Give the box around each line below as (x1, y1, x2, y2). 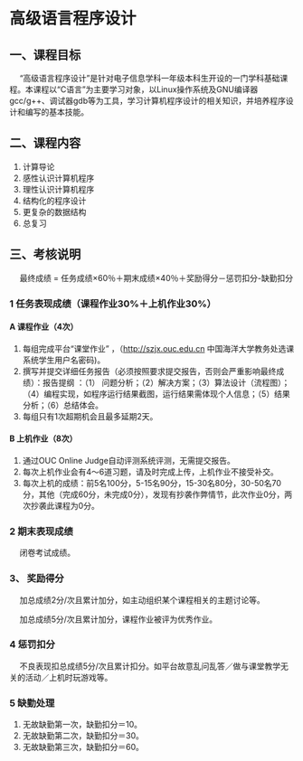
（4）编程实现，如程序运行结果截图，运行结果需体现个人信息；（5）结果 (22, 388, 291, 399)
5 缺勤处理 (9, 697, 55, 709)
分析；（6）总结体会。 (22, 399, 104, 410)
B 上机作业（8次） (9, 433, 78, 444)
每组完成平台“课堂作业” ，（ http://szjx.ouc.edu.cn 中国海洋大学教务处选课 (22, 343, 295, 353)
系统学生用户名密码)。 (22, 354, 106, 365)
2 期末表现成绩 (9, 525, 74, 538)
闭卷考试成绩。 (19, 548, 75, 559)
